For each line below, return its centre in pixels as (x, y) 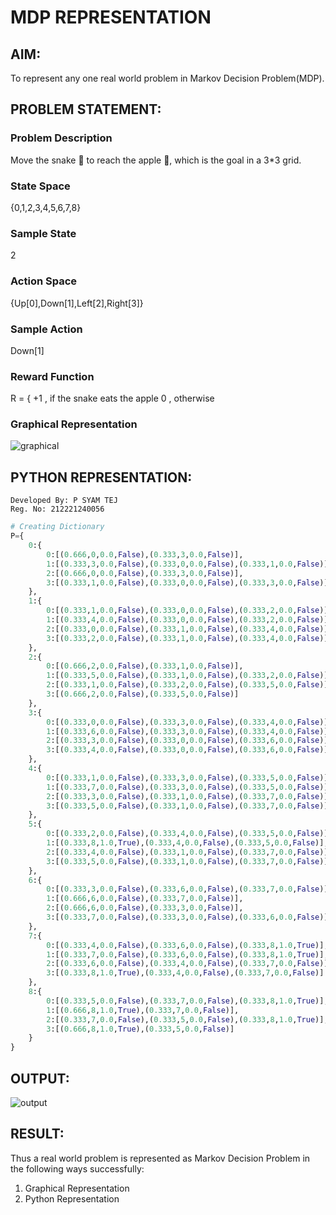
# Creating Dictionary (57, 527)
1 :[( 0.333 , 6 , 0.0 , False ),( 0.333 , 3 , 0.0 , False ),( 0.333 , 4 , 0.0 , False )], (189, 731)
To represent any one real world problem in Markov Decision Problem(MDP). (167, 78)
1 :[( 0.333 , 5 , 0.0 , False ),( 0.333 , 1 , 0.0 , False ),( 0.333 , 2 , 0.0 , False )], (189, 676)
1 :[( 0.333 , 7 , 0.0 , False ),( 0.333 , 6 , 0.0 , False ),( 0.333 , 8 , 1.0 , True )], (187, 954)
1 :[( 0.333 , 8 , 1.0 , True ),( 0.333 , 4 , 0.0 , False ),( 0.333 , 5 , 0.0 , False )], (187, 843)
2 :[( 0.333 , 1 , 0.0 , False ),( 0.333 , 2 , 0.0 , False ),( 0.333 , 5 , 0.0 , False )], (189, 685)
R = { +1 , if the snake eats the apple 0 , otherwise (112, 398)
